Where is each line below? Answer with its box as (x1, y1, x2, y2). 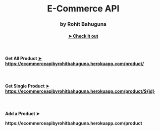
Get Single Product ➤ (5, 83, 50, 89)
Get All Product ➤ (5, 55, 42, 61)
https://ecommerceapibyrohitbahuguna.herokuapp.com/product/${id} (5, 88, 155, 94)
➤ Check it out (68, 33, 99, 39)
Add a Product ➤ (5, 111, 40, 117)
